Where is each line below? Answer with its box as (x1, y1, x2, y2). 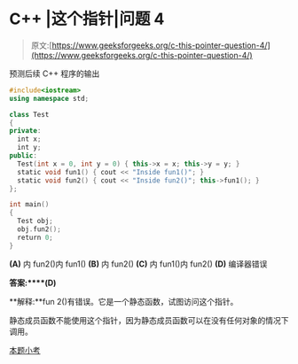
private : (9, 127, 42, 136)
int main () (9, 200, 50, 209)
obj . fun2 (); (17, 225, 62, 234)
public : (9, 151, 38, 160)
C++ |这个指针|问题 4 (9, 9, 165, 29)
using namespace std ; (9, 94, 90, 103)
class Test (9, 110, 50, 119)
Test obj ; (17, 217, 53, 226)
